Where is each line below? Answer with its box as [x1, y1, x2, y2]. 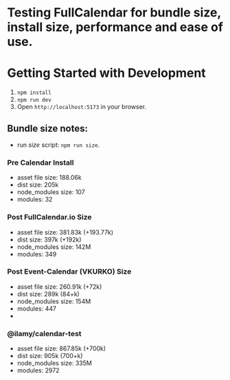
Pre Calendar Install [7, 158, 74, 167]
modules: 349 [16, 250, 57, 258]
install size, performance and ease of [7, 19, 223, 35]
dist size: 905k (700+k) [16, 352, 84, 360]
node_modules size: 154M [16, 297, 91, 305]
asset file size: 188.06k [16, 174, 82, 182]
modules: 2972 [16, 366, 60, 375]
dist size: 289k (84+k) [16, 289, 80, 298]
